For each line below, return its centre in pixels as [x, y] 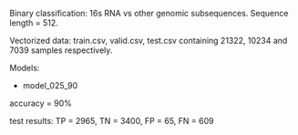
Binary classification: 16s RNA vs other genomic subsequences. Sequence [149, 13]
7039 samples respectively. [61, 50]
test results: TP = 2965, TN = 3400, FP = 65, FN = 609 [112, 121]
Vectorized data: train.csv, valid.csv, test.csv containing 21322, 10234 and [149, 41]
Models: [25, 68]
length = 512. [34, 23]
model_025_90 [50, 85]
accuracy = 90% [41, 103]
